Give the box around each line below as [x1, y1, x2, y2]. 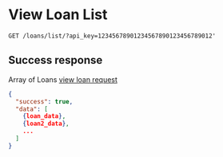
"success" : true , [15, 97, 74, 105]
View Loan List [8, 6, 108, 24]
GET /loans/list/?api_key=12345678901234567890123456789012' [8, 32, 217, 40]
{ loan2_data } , [22, 120, 70, 128]
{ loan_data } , [22, 112, 66, 120]
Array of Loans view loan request [8, 74, 118, 84]
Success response [8, 53, 103, 67]
